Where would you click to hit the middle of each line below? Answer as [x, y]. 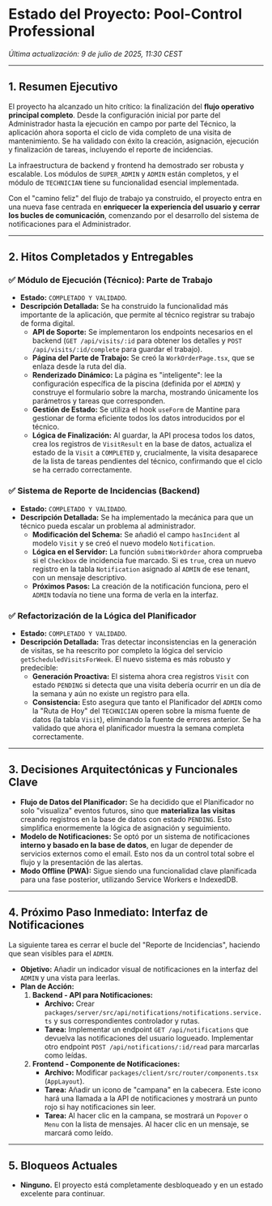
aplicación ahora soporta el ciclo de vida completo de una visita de [120, 132]
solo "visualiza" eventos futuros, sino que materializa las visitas [128, 810]
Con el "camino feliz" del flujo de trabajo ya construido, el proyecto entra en [135, 198]
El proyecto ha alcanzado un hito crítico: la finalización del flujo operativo [132, 106]
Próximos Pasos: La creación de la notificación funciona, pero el [140, 586]
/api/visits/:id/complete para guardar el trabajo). [117, 349]
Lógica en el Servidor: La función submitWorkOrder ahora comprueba [147, 551]
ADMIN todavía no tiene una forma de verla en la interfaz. [125, 594]
